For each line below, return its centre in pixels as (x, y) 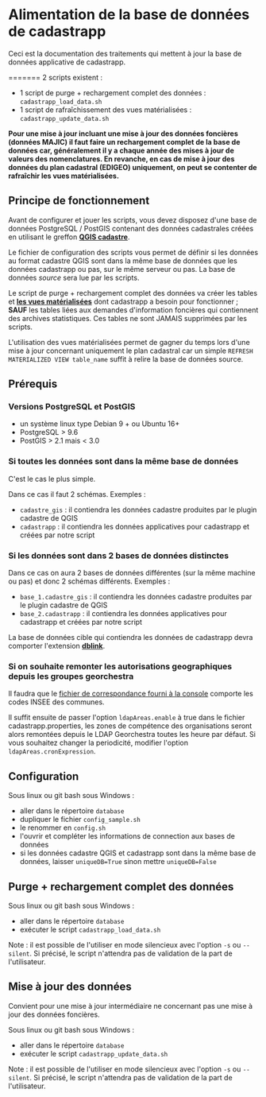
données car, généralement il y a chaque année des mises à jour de (121, 150)
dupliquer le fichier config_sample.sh (80, 820)
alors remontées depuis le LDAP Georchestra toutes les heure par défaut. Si (132, 735)
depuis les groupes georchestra (71, 676)
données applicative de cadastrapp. (67, 62)
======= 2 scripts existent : (56, 77)
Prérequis (33, 384)
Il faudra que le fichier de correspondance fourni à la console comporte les (131, 694)
